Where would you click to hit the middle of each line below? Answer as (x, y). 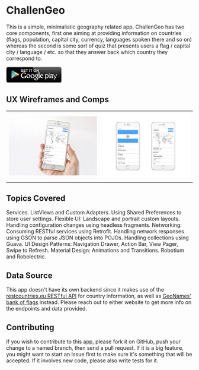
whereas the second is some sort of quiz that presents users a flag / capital (98, 46)
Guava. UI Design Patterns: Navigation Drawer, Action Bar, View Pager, (92, 244)
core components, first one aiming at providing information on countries (94, 33)
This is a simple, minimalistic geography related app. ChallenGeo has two (95, 27)
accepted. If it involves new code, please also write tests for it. (82, 360)
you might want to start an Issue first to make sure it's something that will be (99, 355)
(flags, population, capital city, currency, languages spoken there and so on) (99, 39)
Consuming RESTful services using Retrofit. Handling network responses (95, 232)
